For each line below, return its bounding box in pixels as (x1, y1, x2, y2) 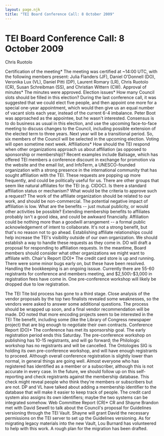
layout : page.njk (5, 7, 41, 12)
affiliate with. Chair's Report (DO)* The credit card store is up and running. (5, 255, 155, 261)
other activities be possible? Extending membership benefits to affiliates (5, 208, 150, 215)
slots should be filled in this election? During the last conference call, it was (5, 95, 157, 101)
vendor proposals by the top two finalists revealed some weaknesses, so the (5, 296, 159, 302)
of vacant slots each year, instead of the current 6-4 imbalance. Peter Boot (5, 110, 156, 116)
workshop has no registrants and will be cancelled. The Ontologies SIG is (5, 343, 152, 349)
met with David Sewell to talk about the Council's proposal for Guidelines (5, 405, 151, 411)
